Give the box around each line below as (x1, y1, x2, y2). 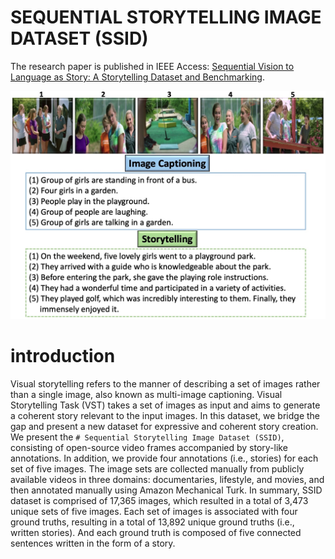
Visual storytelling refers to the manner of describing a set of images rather (10, 377, 321, 390)
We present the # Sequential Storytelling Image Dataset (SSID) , (10, 431, 285, 443)
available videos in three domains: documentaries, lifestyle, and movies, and (10, 473, 325, 485)
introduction (10, 344, 116, 367)
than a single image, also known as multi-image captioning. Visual (10, 388, 283, 400)
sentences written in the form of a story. (10, 537, 176, 549)
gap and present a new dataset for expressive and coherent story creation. (10, 420, 319, 432)
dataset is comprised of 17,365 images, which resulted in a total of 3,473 (10, 494, 309, 506)
